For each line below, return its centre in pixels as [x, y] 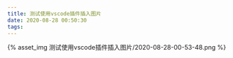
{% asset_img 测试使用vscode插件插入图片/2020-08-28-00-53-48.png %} [117, 48]
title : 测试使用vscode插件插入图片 [54, 14]
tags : [15, 27]
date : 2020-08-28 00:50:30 [47, 20]
